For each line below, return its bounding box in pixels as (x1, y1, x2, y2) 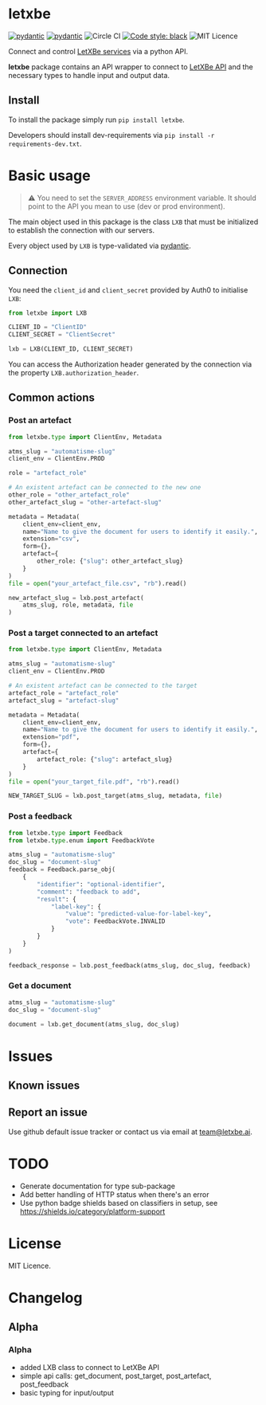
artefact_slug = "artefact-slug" (8, 697, 119, 704)
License (8, 1234, 62, 1252)
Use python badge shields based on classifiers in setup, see (19, 1198, 218, 1207)
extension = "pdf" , (22, 733, 80, 741)
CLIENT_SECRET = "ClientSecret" (8, 331, 115, 339)
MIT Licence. (8, 1261, 52, 1270)
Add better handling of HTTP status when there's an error (19, 1189, 209, 1199)
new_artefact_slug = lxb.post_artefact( (8, 594, 145, 602)
